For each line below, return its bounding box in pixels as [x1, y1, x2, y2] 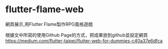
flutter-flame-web [5, 4, 84, 15]
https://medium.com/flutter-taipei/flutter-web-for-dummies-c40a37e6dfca [5, 37, 163, 44]
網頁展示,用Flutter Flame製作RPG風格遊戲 [5, 21, 93, 27]
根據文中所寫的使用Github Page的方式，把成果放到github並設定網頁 [5, 32, 148, 38]
